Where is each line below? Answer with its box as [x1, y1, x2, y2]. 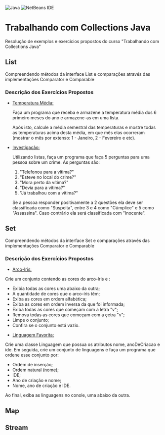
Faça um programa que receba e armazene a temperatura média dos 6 [12, 109, 157, 116]
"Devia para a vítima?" [19, 185, 65, 191]
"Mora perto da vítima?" [19, 180, 69, 186]
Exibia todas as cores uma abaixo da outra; [12, 286, 100, 291]
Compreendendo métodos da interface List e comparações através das [5, 71, 151, 77]
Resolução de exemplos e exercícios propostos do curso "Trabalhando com [5, 38, 160, 44]
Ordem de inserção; [12, 362, 53, 368]
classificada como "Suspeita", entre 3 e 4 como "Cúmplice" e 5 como [12, 205, 154, 211]
